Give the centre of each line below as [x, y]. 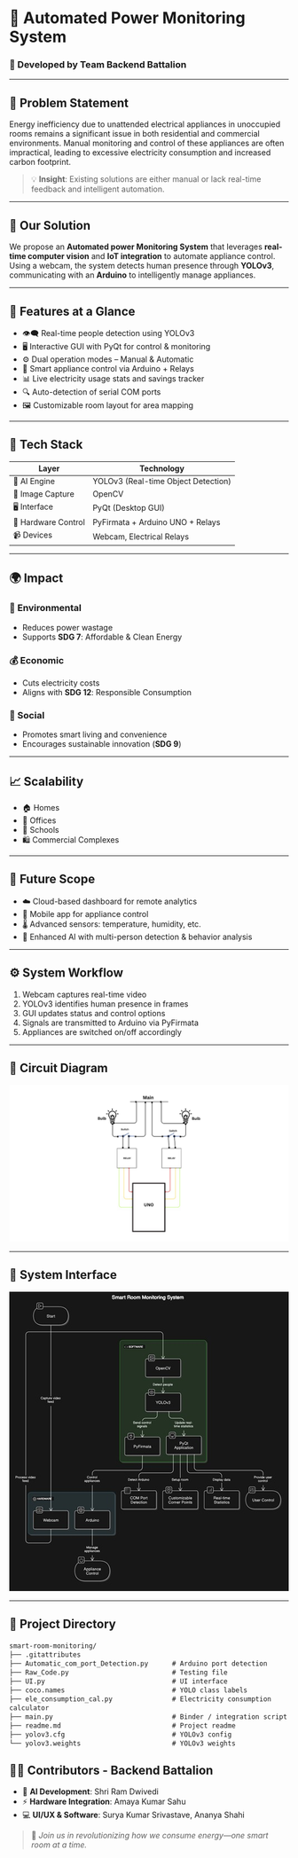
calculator [29, 1708]
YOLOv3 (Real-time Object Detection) [162, 482]
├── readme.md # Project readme [123, 1725]
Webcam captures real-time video [84, 994]
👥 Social [27, 715]
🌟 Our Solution [50, 225]
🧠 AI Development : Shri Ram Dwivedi [90, 1791]
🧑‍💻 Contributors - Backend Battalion [111, 1771]
